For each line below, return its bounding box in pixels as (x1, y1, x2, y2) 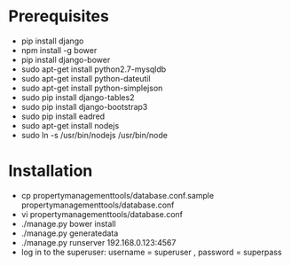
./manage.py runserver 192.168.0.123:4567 (20, 237, 177, 247)
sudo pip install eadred (20, 111, 106, 121)
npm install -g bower (20, 44, 98, 55)
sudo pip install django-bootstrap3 (20, 101, 148, 112)
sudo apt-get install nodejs (20, 120, 120, 130)
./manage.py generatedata (20, 228, 119, 239)
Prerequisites (8, 6, 110, 27)
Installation (8, 161, 93, 181)
